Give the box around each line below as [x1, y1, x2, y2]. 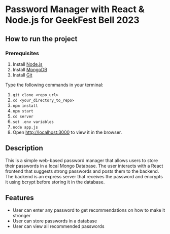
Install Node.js [12, 61, 43, 67]
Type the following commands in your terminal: [5, 82, 104, 88]
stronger [12, 212, 31, 218]
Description [5, 144, 43, 152]
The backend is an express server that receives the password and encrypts [5, 173, 163, 179]
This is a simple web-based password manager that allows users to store [5, 157, 158, 163]
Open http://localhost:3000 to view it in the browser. [12, 129, 122, 135]
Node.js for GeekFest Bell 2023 [5, 14, 140, 26]
